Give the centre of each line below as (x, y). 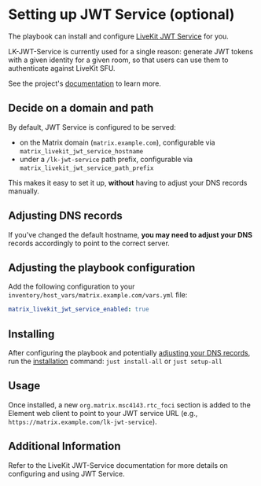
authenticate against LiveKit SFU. (62, 68)
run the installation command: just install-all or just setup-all (115, 361)
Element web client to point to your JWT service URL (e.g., (103, 413)
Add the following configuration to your (72, 287)
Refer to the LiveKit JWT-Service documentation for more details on (118, 465)
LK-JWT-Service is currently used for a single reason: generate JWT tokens (131, 51)
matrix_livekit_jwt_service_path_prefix (86, 168)
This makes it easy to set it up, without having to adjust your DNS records (128, 182)
